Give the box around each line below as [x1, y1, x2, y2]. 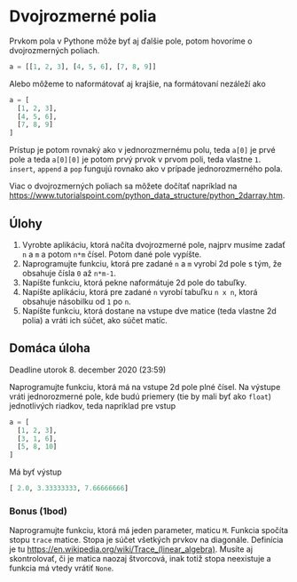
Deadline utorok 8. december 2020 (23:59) [9, 364, 167, 375]
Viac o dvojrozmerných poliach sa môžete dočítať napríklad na [9, 180, 238, 192]
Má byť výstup [9, 466, 62, 477]
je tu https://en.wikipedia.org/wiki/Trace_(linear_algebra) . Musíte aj [9, 544, 254, 554]
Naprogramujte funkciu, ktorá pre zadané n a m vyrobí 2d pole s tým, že [21, 259, 282, 268]
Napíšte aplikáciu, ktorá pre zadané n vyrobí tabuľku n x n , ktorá [21, 287, 258, 297]
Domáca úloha [9, 340, 91, 356]
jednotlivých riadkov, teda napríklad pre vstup [9, 400, 176, 411]
